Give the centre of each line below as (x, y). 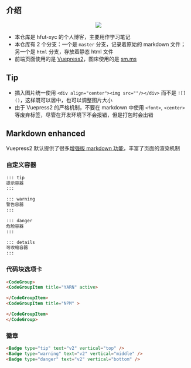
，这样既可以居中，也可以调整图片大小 (66, 100)
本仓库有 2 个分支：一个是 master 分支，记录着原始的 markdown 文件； (100, 44)
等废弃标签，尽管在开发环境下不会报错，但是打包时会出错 (84, 115)
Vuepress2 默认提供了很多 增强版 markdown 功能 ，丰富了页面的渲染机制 (93, 148)
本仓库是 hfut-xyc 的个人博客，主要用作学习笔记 (72, 36)
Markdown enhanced (46, 134)
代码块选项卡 (24, 269)
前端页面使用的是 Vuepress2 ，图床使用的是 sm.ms (76, 59)
